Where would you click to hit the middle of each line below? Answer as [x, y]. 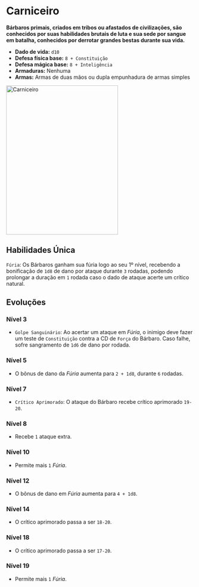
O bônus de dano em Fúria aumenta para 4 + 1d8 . [76, 493]
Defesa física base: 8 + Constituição [61, 58]
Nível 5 [16, 360]
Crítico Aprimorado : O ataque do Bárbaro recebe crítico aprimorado [99, 402]
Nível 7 [16, 389]
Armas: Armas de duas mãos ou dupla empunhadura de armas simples [102, 77]
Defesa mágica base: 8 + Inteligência [63, 64]
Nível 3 [17, 319]
